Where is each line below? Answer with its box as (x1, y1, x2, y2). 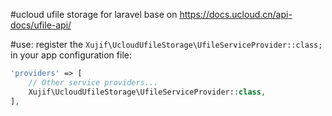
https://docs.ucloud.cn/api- (179, 9, 293, 20)
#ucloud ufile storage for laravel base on (10, 9, 178, 20)
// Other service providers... (28, 77, 159, 88)
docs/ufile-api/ (10, 19, 72, 31)
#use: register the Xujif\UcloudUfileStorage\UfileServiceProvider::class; (10, 39, 323, 50)
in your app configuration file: (10, 49, 132, 61)
